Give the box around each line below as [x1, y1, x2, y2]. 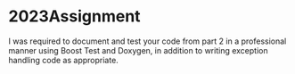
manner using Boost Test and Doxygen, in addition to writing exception [8, 45, 268, 55]
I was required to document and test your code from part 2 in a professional [8, 36, 287, 46]
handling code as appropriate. [8, 54, 119, 65]
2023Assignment [8, 6, 141, 27]
